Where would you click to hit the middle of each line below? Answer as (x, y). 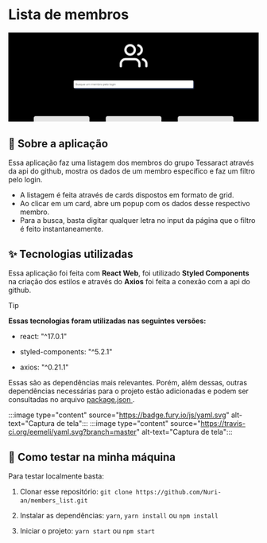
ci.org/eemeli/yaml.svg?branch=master (73, 432)
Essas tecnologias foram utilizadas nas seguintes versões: (107, 321)
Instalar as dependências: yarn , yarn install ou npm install (119, 516)
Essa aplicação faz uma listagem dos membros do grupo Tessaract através (131, 163)
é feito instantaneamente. (62, 229)
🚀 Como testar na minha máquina (92, 457)
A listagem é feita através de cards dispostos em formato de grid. (127, 195)
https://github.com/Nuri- (178, 492)
